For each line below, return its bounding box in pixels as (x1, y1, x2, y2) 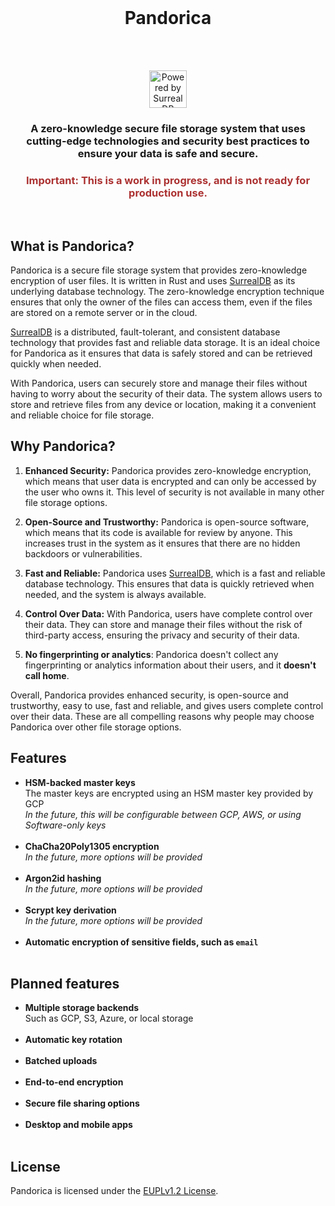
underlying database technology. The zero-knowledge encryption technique (10, 285, 325, 297)
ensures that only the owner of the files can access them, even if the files (10, 296, 313, 308)
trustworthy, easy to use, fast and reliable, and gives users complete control (10, 699, 324, 711)
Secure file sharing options (24, 1097, 140, 1110)
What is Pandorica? (10, 237, 135, 255)
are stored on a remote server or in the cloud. (10, 306, 198, 318)
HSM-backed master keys (24, 776, 136, 788)
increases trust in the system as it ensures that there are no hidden (24, 537, 301, 549)
